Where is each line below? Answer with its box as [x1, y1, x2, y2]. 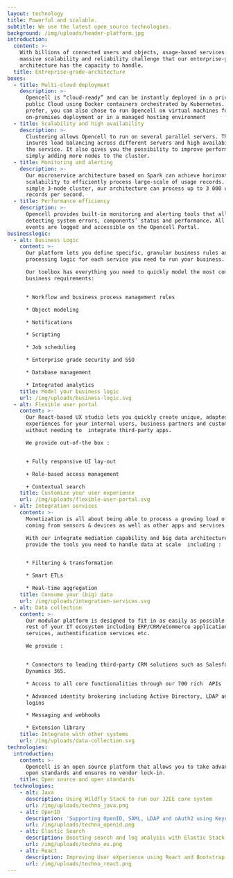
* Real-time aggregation [25, 585, 98, 592]
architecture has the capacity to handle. [19, 62, 144, 69]
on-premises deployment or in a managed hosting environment [25, 113, 207, 120]
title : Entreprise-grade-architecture [13, 68, 126, 75]
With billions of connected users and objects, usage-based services [19, 49, 225, 56]
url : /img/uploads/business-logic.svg [19, 394, 132, 401]
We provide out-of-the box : [25, 439, 110, 446]
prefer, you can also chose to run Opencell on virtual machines [25, 107, 218, 114]
